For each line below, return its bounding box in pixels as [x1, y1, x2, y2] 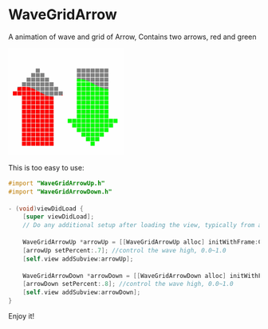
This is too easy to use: [8, 163, 85, 172]
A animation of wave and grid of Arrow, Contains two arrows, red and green [8, 32, 257, 41]
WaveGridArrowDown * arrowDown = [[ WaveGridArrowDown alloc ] [22, 272, 227, 280]
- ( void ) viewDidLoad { [8, 205, 84, 213]
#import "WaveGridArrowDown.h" [8, 187, 112, 196]
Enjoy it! [8, 311, 35, 321]
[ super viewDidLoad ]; [22, 213, 94, 221]
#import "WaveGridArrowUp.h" [8, 179, 105, 187]
